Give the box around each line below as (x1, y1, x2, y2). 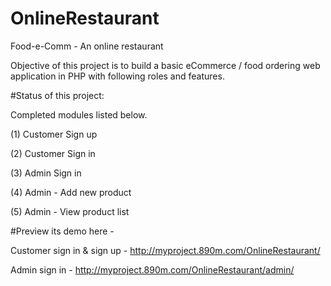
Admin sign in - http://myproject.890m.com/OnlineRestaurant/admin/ (10, 263, 295, 276)
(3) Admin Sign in (10, 167, 82, 179)
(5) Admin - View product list (10, 205, 130, 217)
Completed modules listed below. (10, 108, 148, 121)
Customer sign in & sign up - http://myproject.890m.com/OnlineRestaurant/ (10, 244, 321, 256)
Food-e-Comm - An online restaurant (10, 40, 164, 52)
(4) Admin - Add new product (10, 186, 132, 198)
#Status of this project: (10, 89, 105, 101)
